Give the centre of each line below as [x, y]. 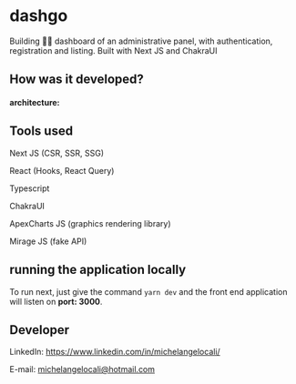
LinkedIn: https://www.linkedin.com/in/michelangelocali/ [115, 352]
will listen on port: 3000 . [56, 301]
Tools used [41, 131]
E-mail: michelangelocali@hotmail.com [82, 369]
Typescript [30, 188]
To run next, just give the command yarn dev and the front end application [148, 291]
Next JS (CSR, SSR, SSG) [57, 153]
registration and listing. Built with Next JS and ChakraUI [113, 50]
